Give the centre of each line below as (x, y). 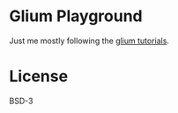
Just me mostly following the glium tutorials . (89, 41)
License (39, 76)
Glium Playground (76, 16)
